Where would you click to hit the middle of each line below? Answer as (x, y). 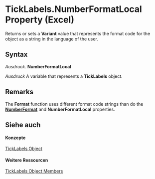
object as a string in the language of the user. (52, 39)
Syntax (16, 55)
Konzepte (15, 138)
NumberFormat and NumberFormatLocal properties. (60, 109)
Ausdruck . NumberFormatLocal (38, 66)
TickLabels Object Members (34, 171)
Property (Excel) (40, 20)
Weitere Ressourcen (27, 160)
